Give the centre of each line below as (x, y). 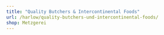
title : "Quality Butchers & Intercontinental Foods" (73, 12)
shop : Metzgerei (26, 23)
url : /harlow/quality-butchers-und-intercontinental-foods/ (83, 17)
